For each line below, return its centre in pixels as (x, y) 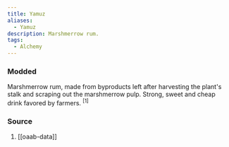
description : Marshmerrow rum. (53, 34)
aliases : (20, 20)
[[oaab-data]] (37, 137)
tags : (15, 40)
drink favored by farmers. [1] (48, 102)
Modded (22, 71)
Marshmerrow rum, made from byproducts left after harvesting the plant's (114, 87)
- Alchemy (28, 47)
